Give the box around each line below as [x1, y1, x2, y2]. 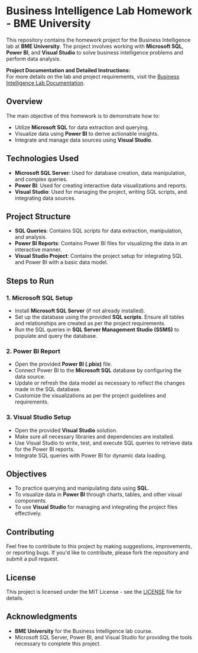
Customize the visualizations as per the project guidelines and [14, 392, 167, 399]
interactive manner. [14, 246, 62, 253]
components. [14, 497, 47, 504]
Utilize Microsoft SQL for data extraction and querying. [14, 123, 150, 131]
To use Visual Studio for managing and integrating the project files [14, 504, 178, 511]
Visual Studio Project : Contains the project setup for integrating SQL [14, 252, 183, 260]
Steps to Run [6, 276, 54, 286]
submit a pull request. [6, 555, 59, 562]
